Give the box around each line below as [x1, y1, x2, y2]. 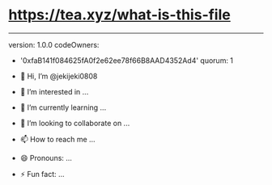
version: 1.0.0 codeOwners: [8, 40, 100, 49]
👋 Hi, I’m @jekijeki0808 [19, 71, 98, 81]
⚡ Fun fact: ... [19, 169, 65, 179]
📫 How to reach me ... [19, 134, 96, 144]
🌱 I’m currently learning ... [19, 103, 107, 112]
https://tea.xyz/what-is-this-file [8, 6, 231, 24]
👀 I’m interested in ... [19, 86, 89, 96]
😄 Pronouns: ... [19, 153, 73, 162]
